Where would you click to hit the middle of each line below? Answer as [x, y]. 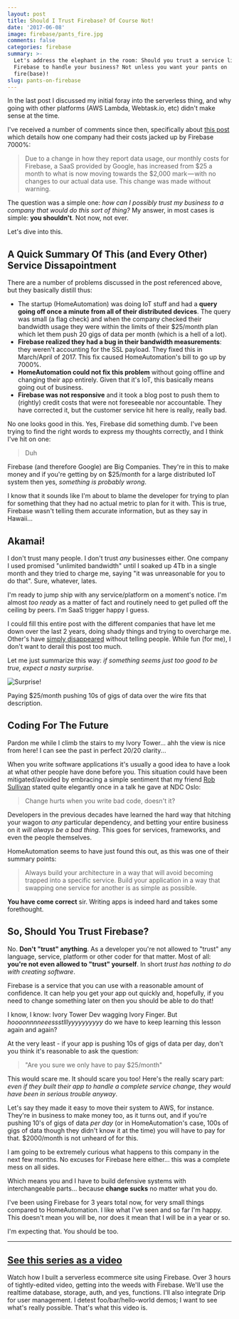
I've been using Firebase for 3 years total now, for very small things [106, 1202]
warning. [38, 189]
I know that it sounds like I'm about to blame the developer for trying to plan [118, 496]
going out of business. [51, 388]
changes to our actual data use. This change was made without [118, 181]
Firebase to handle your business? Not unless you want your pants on [121, 67]
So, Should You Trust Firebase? [78, 932]
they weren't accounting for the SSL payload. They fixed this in [110, 350]
